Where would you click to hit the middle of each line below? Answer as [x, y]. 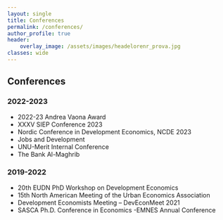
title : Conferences [36, 20]
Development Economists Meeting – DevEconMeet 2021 [99, 202]
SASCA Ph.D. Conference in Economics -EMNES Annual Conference [116, 210]
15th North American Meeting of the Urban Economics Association [114, 195]
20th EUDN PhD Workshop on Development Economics [98, 188]
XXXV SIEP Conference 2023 [60, 124]
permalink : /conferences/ [45, 27]
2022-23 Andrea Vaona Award [62, 117]
